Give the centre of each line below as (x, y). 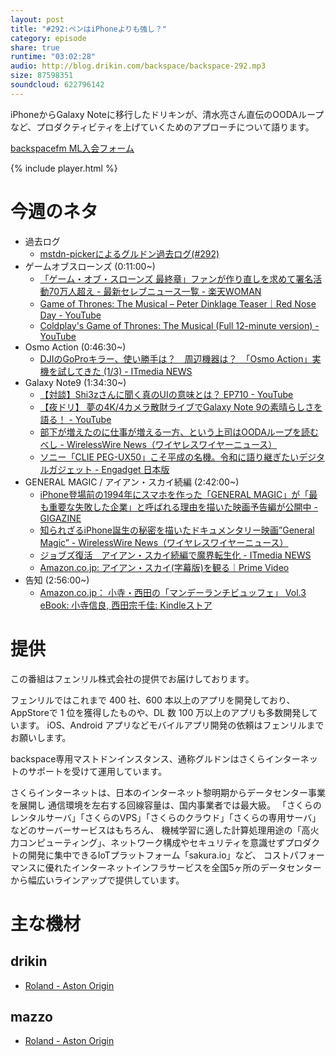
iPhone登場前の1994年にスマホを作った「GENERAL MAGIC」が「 (174, 494)
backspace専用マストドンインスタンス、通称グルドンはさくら (138, 758)
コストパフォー (294, 855)
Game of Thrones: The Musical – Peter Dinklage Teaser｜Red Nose (178, 303)
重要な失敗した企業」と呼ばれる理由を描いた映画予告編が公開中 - (183, 507)
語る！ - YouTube (75, 419)
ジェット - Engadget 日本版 (113, 469)
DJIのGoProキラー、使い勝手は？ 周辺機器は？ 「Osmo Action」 (176, 358)
